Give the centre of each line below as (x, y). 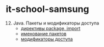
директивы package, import (50, 28)
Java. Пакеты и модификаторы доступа (56, 23)
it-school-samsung (47, 9)
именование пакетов (44, 33)
